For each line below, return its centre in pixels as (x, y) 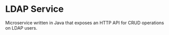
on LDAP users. (21, 28)
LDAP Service (35, 9)
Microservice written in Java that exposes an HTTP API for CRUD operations (85, 23)
